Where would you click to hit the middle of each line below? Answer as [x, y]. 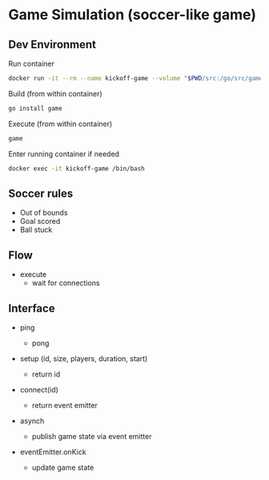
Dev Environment [52, 45]
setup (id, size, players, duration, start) [84, 358]
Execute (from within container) [60, 124]
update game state [63, 467]
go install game [35, 108]
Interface [32, 308]
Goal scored [40, 222]
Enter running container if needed [64, 153]
